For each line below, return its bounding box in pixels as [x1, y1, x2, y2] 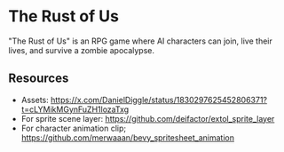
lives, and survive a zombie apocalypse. [8, 44, 155, 55]
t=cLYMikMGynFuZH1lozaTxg [20, 104, 130, 115]
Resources [8, 71, 69, 86]
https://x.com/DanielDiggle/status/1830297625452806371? [51, 94, 268, 105]
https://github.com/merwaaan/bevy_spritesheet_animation [20, 132, 234, 143]
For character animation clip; [20, 123, 126, 133]
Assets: [20, 94, 50, 105]
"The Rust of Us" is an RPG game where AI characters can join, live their [8, 36, 272, 46]
